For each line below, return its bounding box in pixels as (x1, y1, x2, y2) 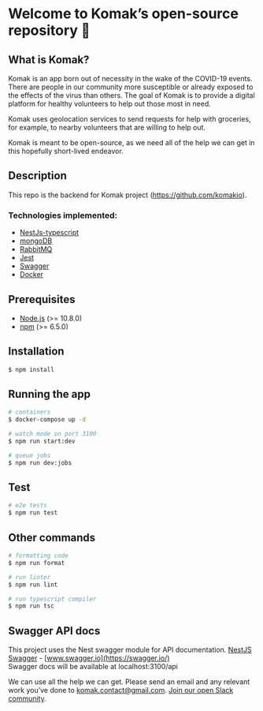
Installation (8, 345, 65, 358)
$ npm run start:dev (8, 437, 76, 446)
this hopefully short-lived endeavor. (8, 147, 124, 155)
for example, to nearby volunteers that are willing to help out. (8, 123, 206, 132)
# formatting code (8, 552, 69, 560)
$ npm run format (8, 559, 65, 567)
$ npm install (8, 365, 55, 373)
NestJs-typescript (19, 228, 80, 238)
